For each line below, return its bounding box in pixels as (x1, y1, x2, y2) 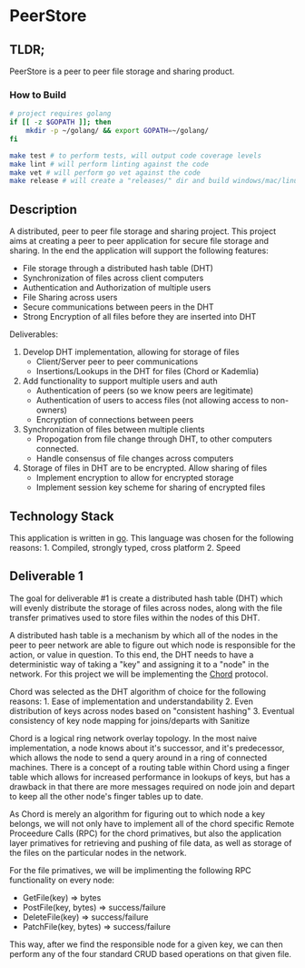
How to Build (9, 88, 66, 101)
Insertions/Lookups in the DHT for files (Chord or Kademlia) (35, 366, 260, 377)
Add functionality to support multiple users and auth (22, 375, 218, 387)
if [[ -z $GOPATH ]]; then (9, 117, 112, 127)
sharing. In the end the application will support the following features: (9, 245, 270, 256)
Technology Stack (9, 508, 114, 524)
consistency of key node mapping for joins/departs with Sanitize (9, 715, 251, 726)
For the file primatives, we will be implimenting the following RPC (9, 864, 251, 875)
